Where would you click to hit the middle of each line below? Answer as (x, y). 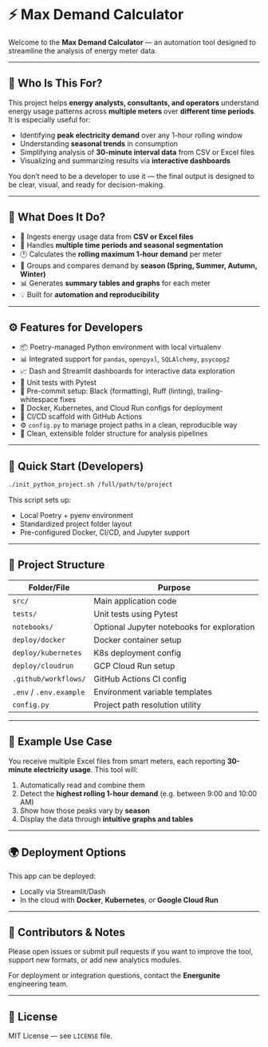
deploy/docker (39, 640)
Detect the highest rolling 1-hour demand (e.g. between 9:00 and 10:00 (138, 793)
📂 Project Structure (57, 565)
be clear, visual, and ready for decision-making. (87, 185)
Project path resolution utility (148, 705)
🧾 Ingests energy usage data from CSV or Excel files (106, 237)
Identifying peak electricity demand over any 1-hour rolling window (131, 135)
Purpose (175, 587)
